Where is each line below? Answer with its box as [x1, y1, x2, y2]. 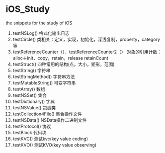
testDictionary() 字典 [12, 98, 55, 104]
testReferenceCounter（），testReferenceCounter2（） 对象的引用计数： [12, 49, 162, 55]
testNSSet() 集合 [12, 92, 47, 98]
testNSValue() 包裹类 [12, 104, 56, 110]
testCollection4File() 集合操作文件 [12, 111, 82, 117]
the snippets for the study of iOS [5, 20, 73, 26]
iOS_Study [5, 3, 50, 15]
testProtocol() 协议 [12, 123, 51, 129]
